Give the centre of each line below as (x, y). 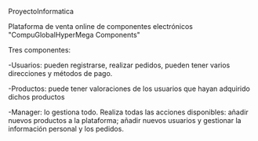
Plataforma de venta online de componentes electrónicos (101, 26)
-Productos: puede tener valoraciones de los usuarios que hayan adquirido (129, 89)
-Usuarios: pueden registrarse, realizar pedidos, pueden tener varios (119, 65)
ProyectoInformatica (41, 11)
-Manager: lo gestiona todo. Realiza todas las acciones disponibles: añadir (128, 112)
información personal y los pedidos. (66, 129)
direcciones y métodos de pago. (60, 73)
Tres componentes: (40, 50)
